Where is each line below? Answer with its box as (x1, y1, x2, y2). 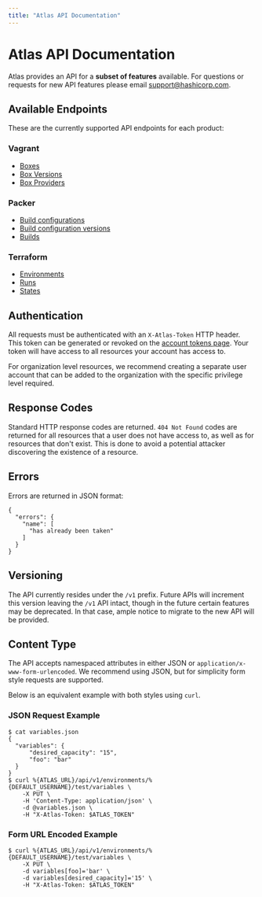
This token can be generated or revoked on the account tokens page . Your (8, 338, 249, 348)
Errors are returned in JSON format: (8, 491, 124, 500)
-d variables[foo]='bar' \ (22, 867, 111, 875)
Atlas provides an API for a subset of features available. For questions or (8, 72, 245, 81)
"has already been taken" (28, 526, 114, 535)
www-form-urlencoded (8, 668, 76, 677)
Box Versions (19, 169, 63, 179)
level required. (8, 378, 55, 388)
